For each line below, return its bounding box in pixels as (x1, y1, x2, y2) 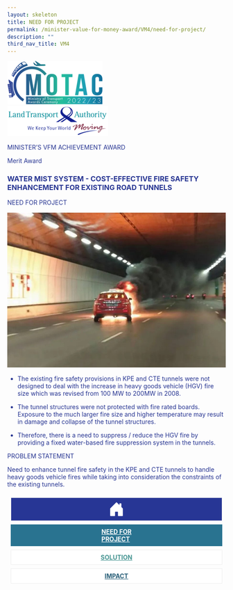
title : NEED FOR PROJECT (7, 18, 79, 26)
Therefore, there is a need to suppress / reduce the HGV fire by (17, 431, 199, 440)
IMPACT (104, 572, 129, 580)
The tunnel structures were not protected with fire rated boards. (17, 403, 200, 411)
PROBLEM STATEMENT (7, 452, 75, 461)
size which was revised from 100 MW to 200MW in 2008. (17, 390, 182, 398)
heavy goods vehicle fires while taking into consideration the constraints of (7, 473, 222, 481)
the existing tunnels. (7, 480, 65, 488)
